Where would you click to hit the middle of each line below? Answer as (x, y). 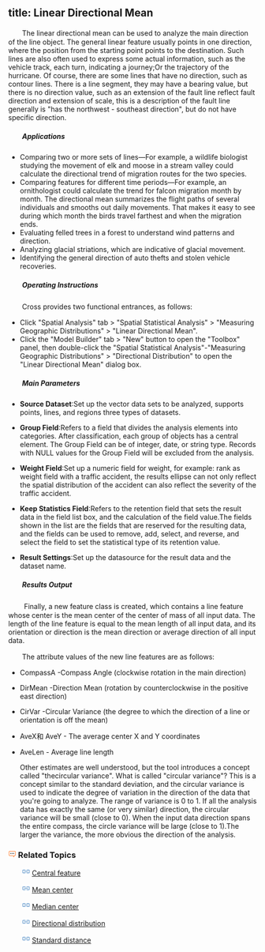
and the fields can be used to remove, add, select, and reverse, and (129, 533)
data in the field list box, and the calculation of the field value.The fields (136, 517)
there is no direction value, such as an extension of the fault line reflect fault (132, 92)
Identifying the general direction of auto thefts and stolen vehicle (125, 258)
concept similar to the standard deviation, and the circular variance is (132, 784)
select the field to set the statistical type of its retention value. (120, 542)
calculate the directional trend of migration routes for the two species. (133, 174)
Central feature (56, 873)
